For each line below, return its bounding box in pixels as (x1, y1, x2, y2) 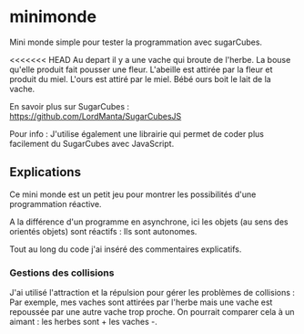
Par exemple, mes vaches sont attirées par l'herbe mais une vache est (9, 297, 273, 308)
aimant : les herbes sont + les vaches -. (9, 317, 157, 328)
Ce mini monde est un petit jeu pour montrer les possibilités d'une (9, 189, 257, 200)
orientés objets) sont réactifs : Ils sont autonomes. (9, 225, 198, 236)
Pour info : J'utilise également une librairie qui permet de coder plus (9, 128, 264, 139)
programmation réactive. (9, 198, 102, 209)
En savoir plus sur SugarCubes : (9, 100, 130, 111)
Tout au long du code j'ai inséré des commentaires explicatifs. (9, 244, 242, 255)
